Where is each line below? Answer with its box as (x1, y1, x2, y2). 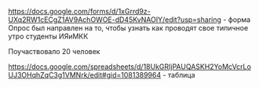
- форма (223, 15, 251, 24)
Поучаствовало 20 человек (8, 47, 100, 56)
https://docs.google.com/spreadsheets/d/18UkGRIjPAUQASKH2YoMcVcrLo (8, 62, 251, 71)
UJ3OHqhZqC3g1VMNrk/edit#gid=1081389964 (8, 71, 162, 79)
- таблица (162, 71, 195, 79)
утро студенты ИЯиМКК (8, 31, 89, 41)
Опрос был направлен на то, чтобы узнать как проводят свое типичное (8, 24, 249, 32)
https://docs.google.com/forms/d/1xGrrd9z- (8, 7, 151, 16)
